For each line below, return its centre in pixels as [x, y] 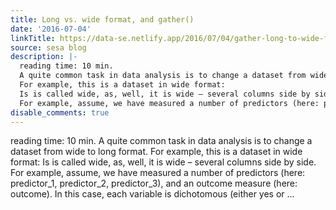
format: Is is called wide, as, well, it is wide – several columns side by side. [163, 162]
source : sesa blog [48, 47]
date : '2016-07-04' [51, 29]
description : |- [44, 57]
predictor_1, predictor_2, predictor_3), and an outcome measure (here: [154, 183]
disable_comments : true [60, 112]
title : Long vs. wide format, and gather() [102, 19]
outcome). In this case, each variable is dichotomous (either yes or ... [152, 194]
